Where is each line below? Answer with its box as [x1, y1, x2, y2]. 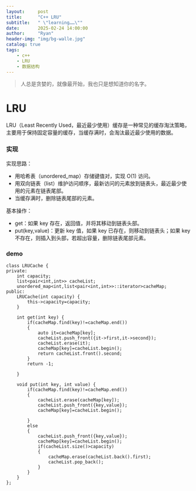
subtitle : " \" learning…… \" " [6, 19, 83, 25]
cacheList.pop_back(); [48, 459, 104, 465]
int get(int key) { [16, 314, 65, 320]
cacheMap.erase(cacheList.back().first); [48, 454, 151, 460]
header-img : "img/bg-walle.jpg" [6, 36, 85, 42]
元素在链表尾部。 [25, 187, 67, 194]
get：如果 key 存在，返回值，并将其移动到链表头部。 [14, 220, 143, 227]
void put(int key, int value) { [16, 381, 96, 387]
